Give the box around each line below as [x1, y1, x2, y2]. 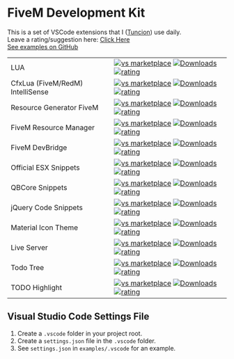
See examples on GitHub [7, 42, 79, 51]
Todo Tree [10, 262, 45, 272]
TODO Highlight [10, 282, 63, 292]
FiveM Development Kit [7, 5, 146, 21]
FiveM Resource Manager [10, 122, 95, 132]
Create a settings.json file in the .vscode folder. [17, 336, 157, 345]
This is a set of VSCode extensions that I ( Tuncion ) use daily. [7, 28, 182, 36]
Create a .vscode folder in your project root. [17, 329, 143, 337]
